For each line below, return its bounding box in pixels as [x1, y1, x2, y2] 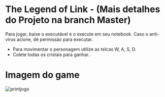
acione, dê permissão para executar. [17, 36, 93, 42]
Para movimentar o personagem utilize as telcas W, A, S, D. [12, 46, 137, 52]
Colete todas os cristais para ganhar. [12, 52, 90, 58]
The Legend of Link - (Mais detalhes [5, 4, 160, 15]
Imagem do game [5, 69, 80, 81]
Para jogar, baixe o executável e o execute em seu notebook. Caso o [5, 31, 149, 37]
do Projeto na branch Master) [5, 14, 131, 26]
